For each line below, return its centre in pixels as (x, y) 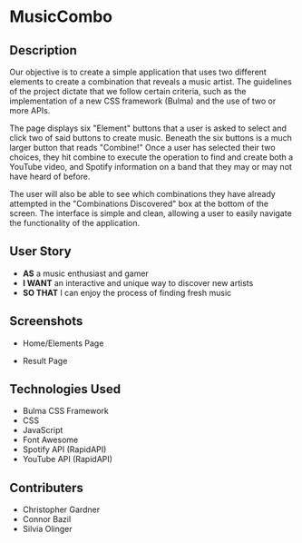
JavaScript (43, 430)
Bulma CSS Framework (65, 411)
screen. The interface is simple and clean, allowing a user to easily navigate (151, 213)
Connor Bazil (47, 519)
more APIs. (30, 110)
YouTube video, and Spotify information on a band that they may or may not (151, 167)
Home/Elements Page (63, 343)
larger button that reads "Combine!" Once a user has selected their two (142, 148)
